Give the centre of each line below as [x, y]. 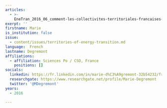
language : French [24, 47]
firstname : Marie [23, 28]
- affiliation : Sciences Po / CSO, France [54, 61]
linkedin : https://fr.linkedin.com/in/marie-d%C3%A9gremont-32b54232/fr [86, 75]
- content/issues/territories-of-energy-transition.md [68, 42]
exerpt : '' [16, 24]
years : [12, 88]
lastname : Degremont [27, 51]
